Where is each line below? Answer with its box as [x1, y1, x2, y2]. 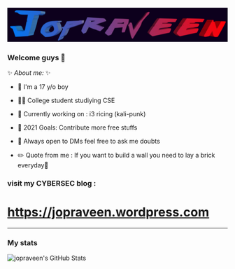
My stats [7, 237, 38, 247]
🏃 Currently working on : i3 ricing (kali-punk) [17, 110, 146, 118]
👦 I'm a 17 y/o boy [17, 83, 69, 91]
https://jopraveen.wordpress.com [7, 205, 210, 221]
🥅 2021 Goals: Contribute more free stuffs [17, 123, 138, 132]
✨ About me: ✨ [7, 69, 51, 77]
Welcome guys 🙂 [7, 53, 66, 62]
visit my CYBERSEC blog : [7, 178, 97, 188]
